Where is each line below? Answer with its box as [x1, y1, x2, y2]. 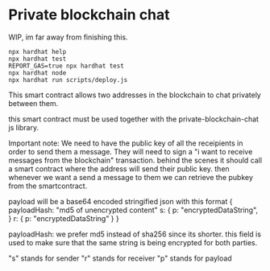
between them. [8, 98, 59, 108]
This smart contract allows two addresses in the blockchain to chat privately [8, 90, 262, 100]
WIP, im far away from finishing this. [8, 32, 128, 42]
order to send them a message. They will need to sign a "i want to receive [8, 146, 253, 156]
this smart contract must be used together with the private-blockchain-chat [8, 114, 260, 124]
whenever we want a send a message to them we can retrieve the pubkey [8, 172, 254, 182]
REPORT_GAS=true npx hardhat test [8, 62, 125, 70]
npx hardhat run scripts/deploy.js [8, 76, 128, 84]
